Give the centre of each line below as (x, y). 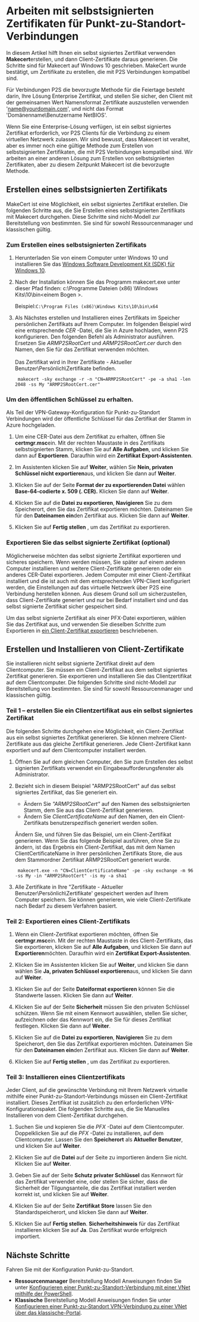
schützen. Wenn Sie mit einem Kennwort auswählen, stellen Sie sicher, (101, 1013)
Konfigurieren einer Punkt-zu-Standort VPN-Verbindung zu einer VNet (101, 1307)
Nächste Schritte (38, 1255)
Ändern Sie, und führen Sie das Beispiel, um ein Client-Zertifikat (93, 834)
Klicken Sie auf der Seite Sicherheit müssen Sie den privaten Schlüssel (102, 1007)
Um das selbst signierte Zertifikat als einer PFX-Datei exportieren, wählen (96, 617)
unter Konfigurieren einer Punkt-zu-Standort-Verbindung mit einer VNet (102, 1287)
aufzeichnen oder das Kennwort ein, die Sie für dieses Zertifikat (93, 1020)
